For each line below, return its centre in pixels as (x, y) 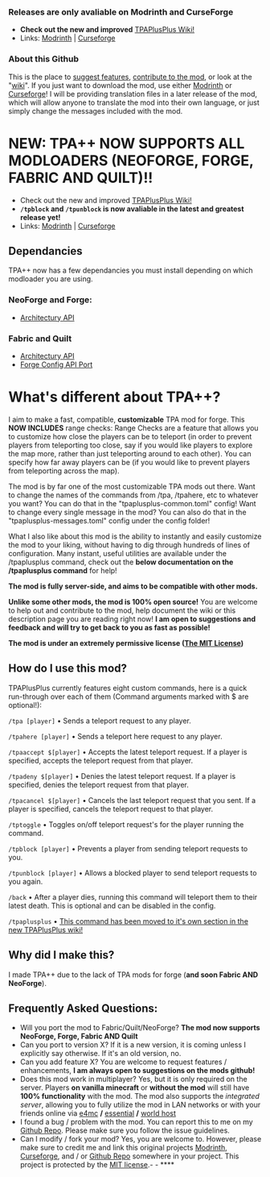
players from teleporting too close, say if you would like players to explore (131, 445)
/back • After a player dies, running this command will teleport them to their (133, 896)
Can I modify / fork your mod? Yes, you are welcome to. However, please (141, 1139)
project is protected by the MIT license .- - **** (97, 1165)
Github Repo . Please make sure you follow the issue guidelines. (125, 1130)
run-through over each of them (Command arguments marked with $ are (129, 697)
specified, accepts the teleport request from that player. (101, 760)
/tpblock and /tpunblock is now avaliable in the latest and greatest (132, 209)
